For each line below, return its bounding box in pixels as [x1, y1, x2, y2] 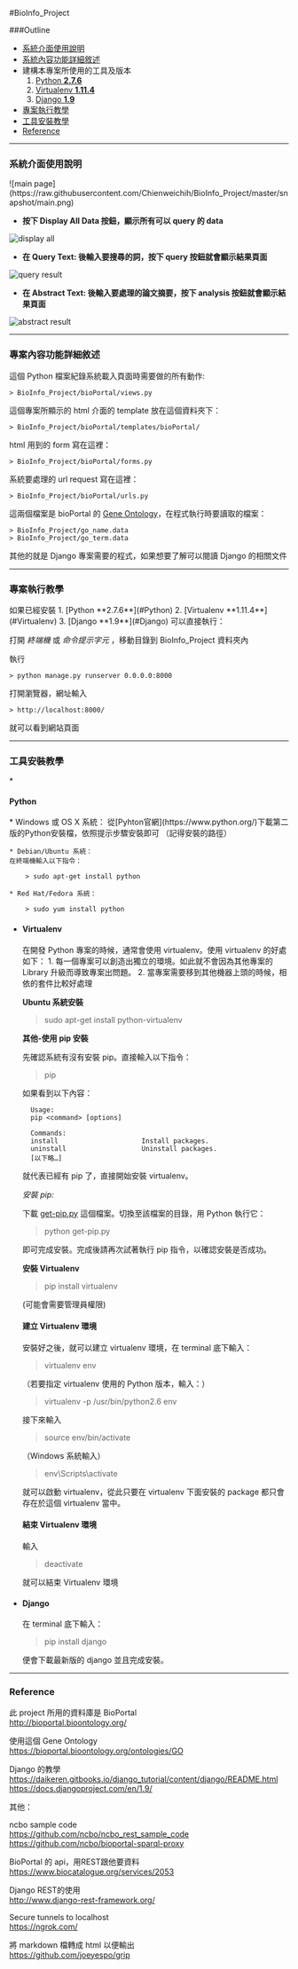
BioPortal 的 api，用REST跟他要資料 [9, 1856, 140, 1867]
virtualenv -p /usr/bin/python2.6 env [43, 1396, 177, 1406]
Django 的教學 [9, 1763, 61, 1774]
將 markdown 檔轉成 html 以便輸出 [9, 1939, 135, 1950]
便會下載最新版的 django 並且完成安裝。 [21, 1655, 169, 1666]
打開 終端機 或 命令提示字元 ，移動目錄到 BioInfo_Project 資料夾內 [9, 634, 249, 645]
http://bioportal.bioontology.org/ [9, 1717, 127, 1728]
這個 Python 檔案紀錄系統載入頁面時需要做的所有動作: [9, 370, 206, 381]
